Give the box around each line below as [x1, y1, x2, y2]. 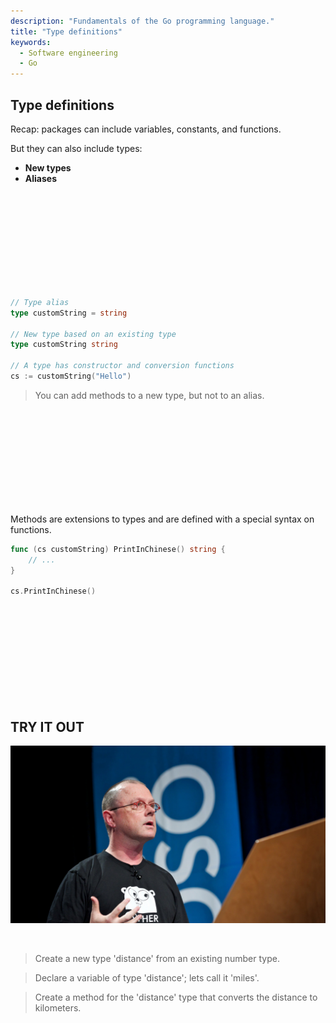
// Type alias [10, 297, 70, 307]
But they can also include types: [10, 142, 143, 154]
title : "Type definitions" [10, 26, 123, 37]
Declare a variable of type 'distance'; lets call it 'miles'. [34, 971, 260, 984]
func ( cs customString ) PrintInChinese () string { [10, 544, 226, 554]
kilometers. [34, 1001, 82, 1014]
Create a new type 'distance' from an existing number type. [34, 952, 280, 964]
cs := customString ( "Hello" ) [10, 371, 132, 382]
